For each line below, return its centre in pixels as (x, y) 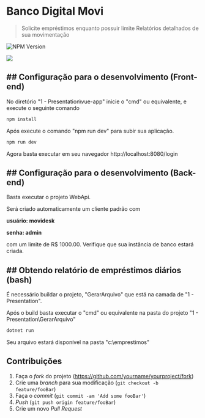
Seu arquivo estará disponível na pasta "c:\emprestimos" (78, 342)
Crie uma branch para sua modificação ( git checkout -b (87, 383)
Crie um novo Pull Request (49, 408)
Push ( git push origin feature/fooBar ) (65, 402)
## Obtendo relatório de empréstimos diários (94, 270)
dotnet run (20, 331)
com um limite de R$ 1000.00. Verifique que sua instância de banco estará (100, 244)
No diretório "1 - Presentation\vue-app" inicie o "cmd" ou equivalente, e (97, 101)
